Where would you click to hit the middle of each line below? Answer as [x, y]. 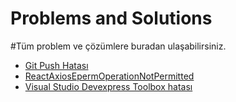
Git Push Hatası [56, 65]
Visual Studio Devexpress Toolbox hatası [108, 86]
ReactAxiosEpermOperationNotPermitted [109, 76]
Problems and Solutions [111, 18]
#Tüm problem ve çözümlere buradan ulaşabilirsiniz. [118, 46]
